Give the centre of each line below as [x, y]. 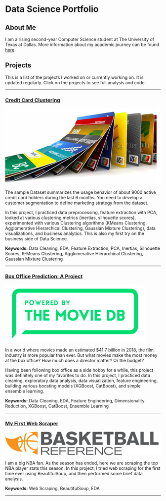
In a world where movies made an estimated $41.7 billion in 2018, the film [80, 350]
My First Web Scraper [32, 423]
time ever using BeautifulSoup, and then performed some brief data [74, 473]
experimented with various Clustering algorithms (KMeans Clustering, [76, 223]
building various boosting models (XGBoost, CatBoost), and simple [73, 386]
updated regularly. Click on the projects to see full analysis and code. [76, 82]
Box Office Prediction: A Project [44, 276]
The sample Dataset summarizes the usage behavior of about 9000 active [81, 192]
